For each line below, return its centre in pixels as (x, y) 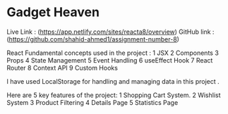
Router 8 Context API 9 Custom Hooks (62, 68)
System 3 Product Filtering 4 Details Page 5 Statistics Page (92, 102)
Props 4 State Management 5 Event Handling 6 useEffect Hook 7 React (110, 60)
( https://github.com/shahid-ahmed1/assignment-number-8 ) (93, 39)
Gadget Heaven (53, 12)
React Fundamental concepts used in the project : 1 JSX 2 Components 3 (113, 53)
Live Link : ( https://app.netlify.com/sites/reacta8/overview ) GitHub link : (110, 32)
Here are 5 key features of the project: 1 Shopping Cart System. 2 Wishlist (114, 95)
